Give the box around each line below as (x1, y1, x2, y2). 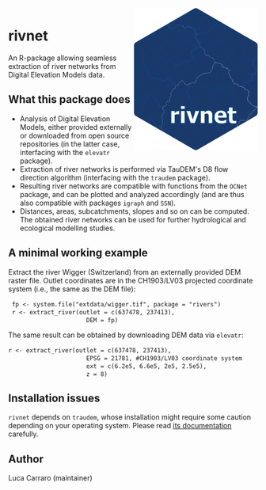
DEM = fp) (85, 316, 119, 324)
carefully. (8, 429, 39, 439)
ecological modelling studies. (19, 223, 116, 233)
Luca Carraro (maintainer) (8, 473, 93, 483)
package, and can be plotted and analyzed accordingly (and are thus (19, 189, 245, 199)
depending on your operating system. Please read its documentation (8, 421, 232, 431)
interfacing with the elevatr (19, 147, 111, 157)
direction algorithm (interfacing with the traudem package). (19, 173, 211, 182)
